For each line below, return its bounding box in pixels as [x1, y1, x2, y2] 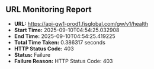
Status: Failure [14, 51, 51, 58]
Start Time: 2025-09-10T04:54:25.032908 [14, 26, 120, 33]
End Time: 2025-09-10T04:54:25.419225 [14, 32, 116, 40]
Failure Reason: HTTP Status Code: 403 [14, 57, 113, 64]
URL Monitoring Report [5, 5, 92, 15]
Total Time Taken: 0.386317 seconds [14, 39, 106, 46]
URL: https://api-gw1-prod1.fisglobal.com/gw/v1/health [14, 20, 149, 27]
